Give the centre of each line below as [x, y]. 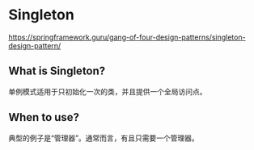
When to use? [44, 117]
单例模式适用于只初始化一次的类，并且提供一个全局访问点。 [108, 91]
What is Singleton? [57, 71]
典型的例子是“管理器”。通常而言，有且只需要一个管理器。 [104, 138]
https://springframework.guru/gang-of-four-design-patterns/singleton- [127, 37]
